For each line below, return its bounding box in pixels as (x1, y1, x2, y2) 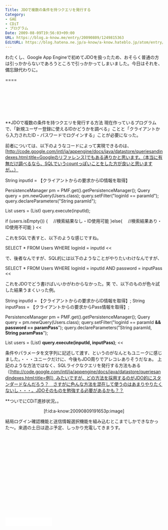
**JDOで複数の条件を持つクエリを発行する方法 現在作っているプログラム (5, 119, 156, 125)
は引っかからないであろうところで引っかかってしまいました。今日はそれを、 (5, 60, 162, 66)
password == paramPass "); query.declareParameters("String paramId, (5, 324, 152, 330)
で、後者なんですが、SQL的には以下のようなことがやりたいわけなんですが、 (5, 255, 162, 261)
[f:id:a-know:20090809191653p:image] (43, 408, 124, 414)
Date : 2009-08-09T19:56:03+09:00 (5, 30, 75, 35)
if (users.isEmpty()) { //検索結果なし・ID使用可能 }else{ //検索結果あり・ (5, 218, 162, 224)
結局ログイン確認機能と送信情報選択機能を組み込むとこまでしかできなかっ (5, 418, 158, 424)
